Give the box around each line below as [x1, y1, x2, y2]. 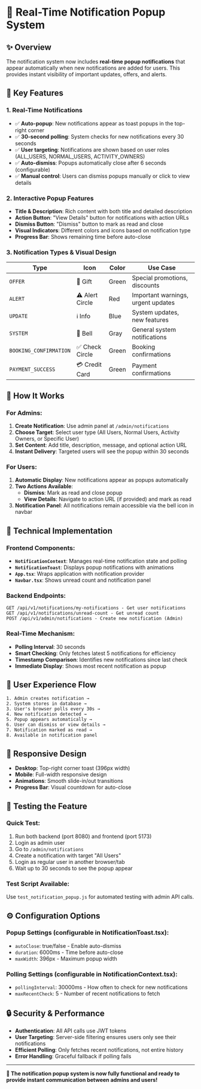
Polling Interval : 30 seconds [14, 643, 86, 650]
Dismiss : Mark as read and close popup [23, 489, 123, 496]
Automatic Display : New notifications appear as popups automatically [14, 477, 188, 484]
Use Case [148, 264, 176, 272]
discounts [132, 282, 160, 290]
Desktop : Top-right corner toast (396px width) [14, 765, 130, 772]
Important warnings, [132, 291, 189, 300]
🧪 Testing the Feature [6, 801, 88, 811]
